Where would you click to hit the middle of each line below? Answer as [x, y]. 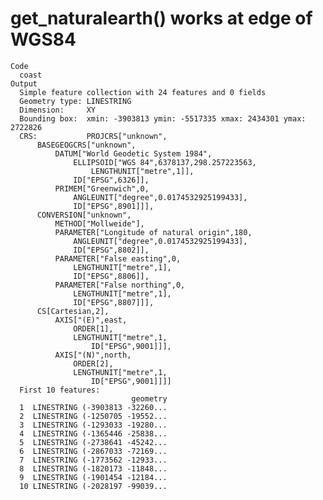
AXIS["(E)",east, [91, 320]
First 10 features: [60, 390]
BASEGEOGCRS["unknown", [86, 145]
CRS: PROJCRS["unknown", [93, 136]
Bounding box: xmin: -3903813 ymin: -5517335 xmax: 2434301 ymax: [163, 118]
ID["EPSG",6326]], [111, 180]
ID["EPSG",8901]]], [114, 206]
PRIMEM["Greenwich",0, [102, 188]
